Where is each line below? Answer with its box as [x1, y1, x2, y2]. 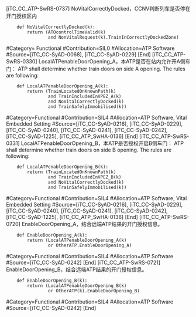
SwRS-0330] [6, 58, 37, 65]
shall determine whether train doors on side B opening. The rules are [6, 146, 172, 153]
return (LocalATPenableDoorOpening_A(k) [27, 237, 127, 243]
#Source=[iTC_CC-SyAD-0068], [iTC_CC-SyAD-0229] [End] [6, 51, 151, 58]
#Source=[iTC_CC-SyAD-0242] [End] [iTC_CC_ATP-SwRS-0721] [6, 259, 161, 266]
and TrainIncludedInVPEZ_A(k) [47, 93, 122, 99]
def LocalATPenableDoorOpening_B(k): [16, 164, 109, 170]
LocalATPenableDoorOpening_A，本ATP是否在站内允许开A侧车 [38, 58, 191, 65]
